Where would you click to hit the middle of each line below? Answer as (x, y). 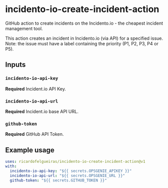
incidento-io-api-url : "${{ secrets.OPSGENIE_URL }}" (67, 175)
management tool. (24, 28)
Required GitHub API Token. (35, 134)
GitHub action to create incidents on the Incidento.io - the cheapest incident (84, 23)
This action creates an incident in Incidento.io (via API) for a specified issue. (84, 38)
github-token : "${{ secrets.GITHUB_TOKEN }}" (59, 180)
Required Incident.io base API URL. (42, 111)
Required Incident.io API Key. (36, 88)
